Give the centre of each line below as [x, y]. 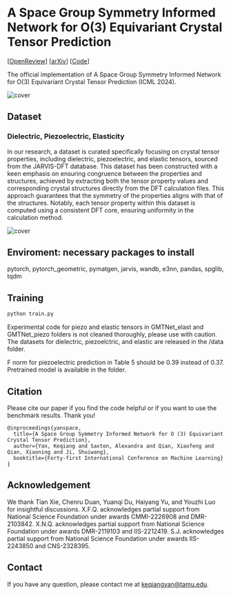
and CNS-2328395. [63, 545]
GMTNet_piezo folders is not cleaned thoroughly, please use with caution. [112, 334]
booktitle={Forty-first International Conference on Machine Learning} [119, 458]
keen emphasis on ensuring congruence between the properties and [104, 173]
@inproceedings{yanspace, [44, 428]
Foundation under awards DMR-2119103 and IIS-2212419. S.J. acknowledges [115, 531]
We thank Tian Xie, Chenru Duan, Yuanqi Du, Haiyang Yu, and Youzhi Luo [111, 502]
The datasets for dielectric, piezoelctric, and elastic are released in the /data [115, 342]
